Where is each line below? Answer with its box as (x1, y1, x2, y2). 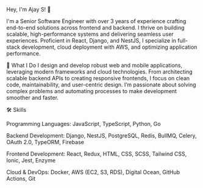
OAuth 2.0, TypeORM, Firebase (6, 139, 84, 145)
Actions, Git (6, 175, 36, 182)
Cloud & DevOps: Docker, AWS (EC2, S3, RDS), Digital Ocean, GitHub (6, 169, 180, 176)
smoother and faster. (6, 94, 59, 101)
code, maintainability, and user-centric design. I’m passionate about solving (6, 81, 196, 88)
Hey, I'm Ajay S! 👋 (6, 6, 51, 13)
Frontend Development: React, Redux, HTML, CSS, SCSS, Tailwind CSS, (6, 150, 187, 158)
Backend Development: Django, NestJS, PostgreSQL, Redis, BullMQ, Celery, (6, 132, 197, 139)
